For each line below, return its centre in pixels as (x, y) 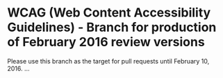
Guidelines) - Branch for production (112, 27)
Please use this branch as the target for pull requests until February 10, (108, 61)
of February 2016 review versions (106, 42)
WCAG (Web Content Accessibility (109, 13)
